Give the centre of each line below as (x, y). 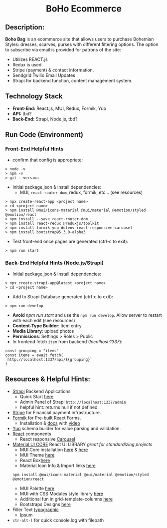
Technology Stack (34, 96)
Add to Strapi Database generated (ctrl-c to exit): (63, 296)
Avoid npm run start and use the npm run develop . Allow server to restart (87, 315)
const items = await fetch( (34, 355)
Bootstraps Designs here (45, 504)
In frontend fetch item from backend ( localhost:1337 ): (67, 341)
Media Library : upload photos (43, 331)
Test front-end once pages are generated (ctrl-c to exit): (70, 241)
